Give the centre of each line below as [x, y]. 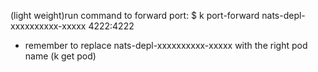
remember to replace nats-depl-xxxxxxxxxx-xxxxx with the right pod [166, 45]
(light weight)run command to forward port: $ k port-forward [135, 15]
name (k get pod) [60, 56]
